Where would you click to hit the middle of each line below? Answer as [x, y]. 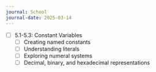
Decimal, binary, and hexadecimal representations [87, 62]
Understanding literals [52, 49]
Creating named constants [57, 42]
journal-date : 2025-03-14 [39, 18]
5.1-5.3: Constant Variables [48, 35]
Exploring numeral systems [58, 56]
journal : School [26, 12]
